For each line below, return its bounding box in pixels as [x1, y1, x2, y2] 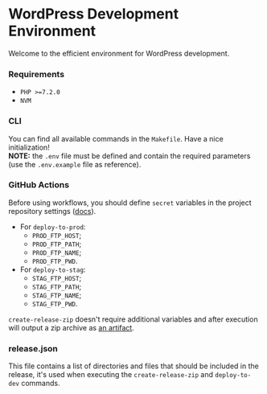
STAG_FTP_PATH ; [31, 281, 82, 291]
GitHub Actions [8, 179, 70, 191]
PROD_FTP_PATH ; [31, 239, 82, 248]
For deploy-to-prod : [19, 222, 86, 232]
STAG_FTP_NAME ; [31, 290, 82, 300]
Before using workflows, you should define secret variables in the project [8, 198, 252, 207]
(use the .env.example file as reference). [8, 159, 142, 169]
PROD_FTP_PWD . [31, 256, 78, 265]
